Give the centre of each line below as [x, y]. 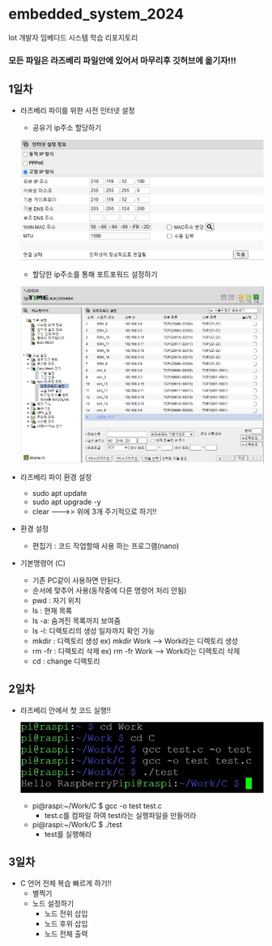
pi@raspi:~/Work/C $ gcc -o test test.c [97, 806]
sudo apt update [59, 493]
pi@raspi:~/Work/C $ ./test [77, 825]
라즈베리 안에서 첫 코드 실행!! [66, 710]
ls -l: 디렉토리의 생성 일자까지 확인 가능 [93, 630]
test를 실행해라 [68, 834]
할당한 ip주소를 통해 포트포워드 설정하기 [95, 274]
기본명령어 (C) [43, 562]
